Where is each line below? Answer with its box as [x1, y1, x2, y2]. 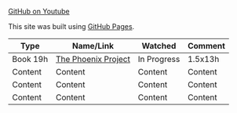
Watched [141, 41, 177, 51]
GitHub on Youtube [8, 7, 70, 16]
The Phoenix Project [55, 54, 131, 64]
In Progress [137, 54, 180, 64]
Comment [187, 41, 226, 51]
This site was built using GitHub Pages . [8, 22, 135, 31]
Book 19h [12, 54, 49, 64]
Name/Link [71, 41, 114, 51]
